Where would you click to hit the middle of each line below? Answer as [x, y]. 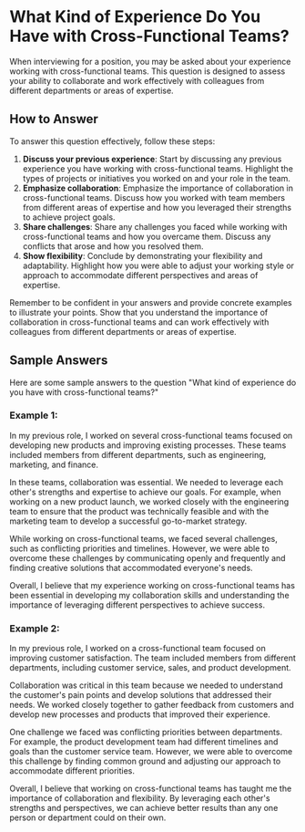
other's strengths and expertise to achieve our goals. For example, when [145, 492]
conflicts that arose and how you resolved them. [113, 246]
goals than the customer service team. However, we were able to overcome [151, 752]
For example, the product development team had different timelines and [144, 742]
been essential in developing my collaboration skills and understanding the [149, 595]
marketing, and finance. [54, 464]
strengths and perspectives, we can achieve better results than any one [144, 808]
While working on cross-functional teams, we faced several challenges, [143, 538]
